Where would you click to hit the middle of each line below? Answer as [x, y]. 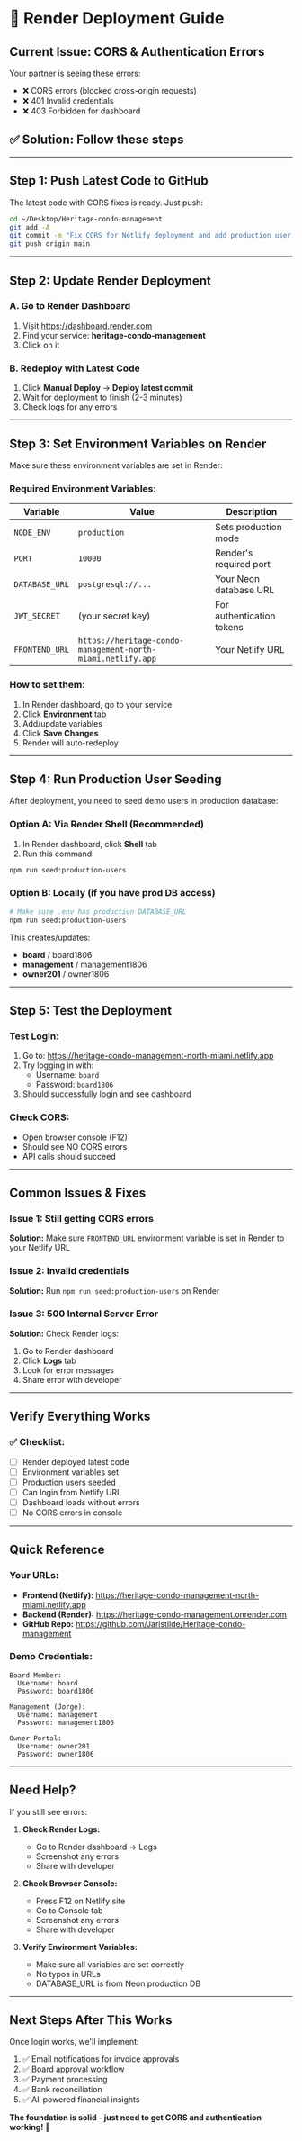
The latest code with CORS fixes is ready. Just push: [107, 203]
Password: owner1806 [56, 1754]
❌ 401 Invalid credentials [68, 101]
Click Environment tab [64, 714]
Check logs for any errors [70, 407]
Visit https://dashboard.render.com [87, 325]
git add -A [30, 227]
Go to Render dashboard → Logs [96, 1847]
